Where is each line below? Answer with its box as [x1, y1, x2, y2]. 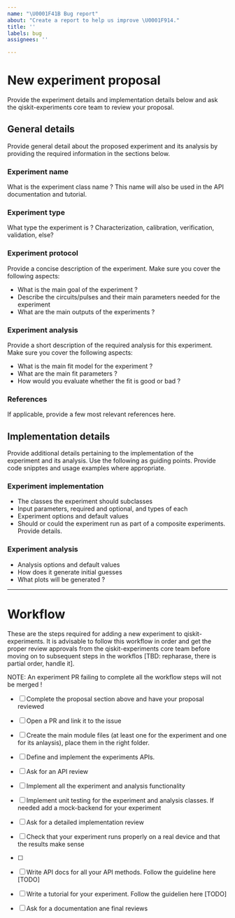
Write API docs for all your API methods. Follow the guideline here [26, 868, 216, 876]
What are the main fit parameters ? [17, 369, 117, 378]
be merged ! [7, 680, 43, 688]
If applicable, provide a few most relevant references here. [7, 410, 176, 418]
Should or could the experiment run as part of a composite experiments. [17, 519, 226, 528]
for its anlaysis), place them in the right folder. [17, 738, 150, 747]
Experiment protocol [7, 248, 78, 258]
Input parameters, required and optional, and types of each [17, 504, 188, 513]
